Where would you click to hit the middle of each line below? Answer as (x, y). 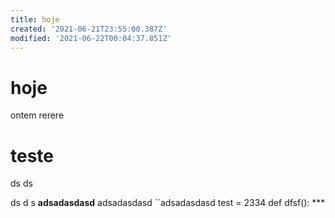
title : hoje (35, 19)
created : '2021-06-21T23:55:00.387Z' (89, 29)
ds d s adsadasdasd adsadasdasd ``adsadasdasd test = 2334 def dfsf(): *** (168, 203)
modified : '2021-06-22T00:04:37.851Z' (91, 38)
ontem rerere (37, 115)
